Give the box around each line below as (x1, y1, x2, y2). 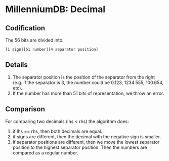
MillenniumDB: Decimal (5, 4, 106, 15)
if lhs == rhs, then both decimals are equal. (12, 128, 103, 134)
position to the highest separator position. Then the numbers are (12, 144, 147, 150)
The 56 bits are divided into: (5, 37, 64, 43)
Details (5, 61, 28, 69)
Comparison (5, 105, 46, 113)
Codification (5, 24, 46, 32)
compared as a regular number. (12, 149, 78, 155)
